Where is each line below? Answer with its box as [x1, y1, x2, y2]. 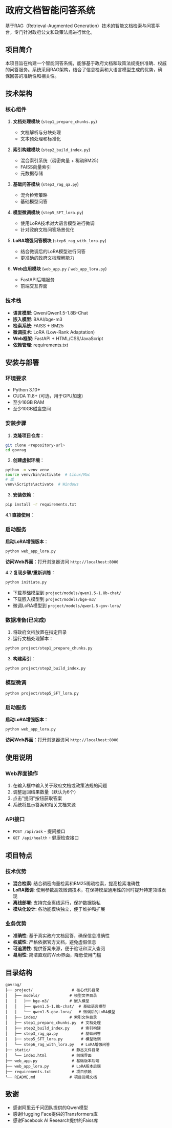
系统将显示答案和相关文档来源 [12, 801, 76, 807]
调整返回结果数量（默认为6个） [12, 788, 79, 795]
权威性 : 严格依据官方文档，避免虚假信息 [12, 939, 96, 945]
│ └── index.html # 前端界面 [5, 1053, 92, 1058]
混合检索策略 [20, 192, 48, 198]
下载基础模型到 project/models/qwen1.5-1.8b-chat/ [12, 590, 121, 596]
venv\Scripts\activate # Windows [5, 482, 79, 487]
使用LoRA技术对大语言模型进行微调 [20, 220, 95, 226]
